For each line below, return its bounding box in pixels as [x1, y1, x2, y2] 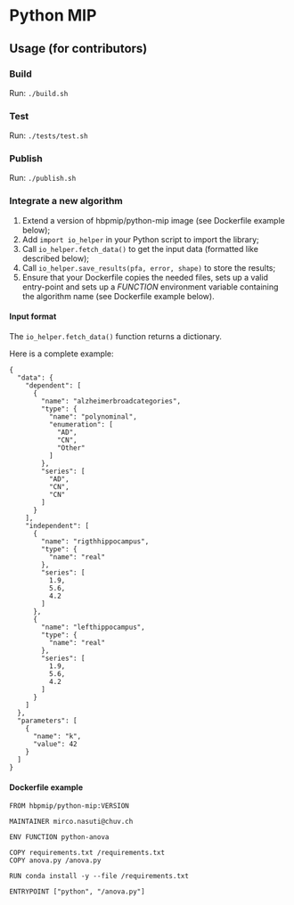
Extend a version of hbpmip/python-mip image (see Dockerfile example [21, 215, 285, 225]
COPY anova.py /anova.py [9, 856, 102, 865]
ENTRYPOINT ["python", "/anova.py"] [9, 887, 145, 896]
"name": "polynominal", [48, 412, 138, 421]
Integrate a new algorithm [9, 195, 123, 208]
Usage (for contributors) [9, 41, 148, 56]
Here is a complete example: [9, 348, 114, 359]
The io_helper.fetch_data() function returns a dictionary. [9, 330, 223, 341]
